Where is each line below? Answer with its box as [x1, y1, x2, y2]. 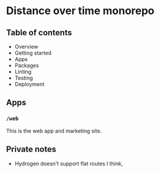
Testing [14, 75, 34, 81]
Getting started [14, 49, 52, 56]
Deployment [14, 81, 45, 88]
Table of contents [6, 28, 72, 38]
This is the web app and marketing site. [6, 127, 102, 134]
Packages [14, 62, 40, 69]
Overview [14, 43, 38, 50]
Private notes [6, 144, 57, 154]
